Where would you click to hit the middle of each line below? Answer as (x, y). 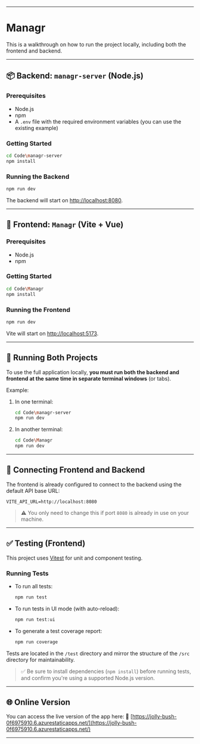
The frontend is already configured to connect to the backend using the (94, 484)
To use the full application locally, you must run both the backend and (93, 372)
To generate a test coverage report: (58, 631)
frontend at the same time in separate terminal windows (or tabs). (89, 378)
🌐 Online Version (38, 702)
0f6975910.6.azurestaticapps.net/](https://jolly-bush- (71, 723)
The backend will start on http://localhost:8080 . (65, 200)
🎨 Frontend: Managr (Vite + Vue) (65, 225)
